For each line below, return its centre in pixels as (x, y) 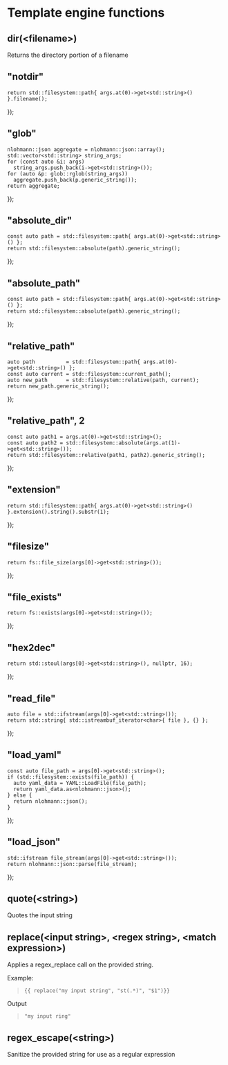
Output (17, 1004)
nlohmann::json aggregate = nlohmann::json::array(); (86, 149)
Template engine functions (86, 13)
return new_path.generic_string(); (58, 386)
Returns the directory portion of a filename (68, 55)
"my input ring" (47, 1016)
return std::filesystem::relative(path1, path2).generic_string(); (106, 455)
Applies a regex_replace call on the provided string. (80, 964)
